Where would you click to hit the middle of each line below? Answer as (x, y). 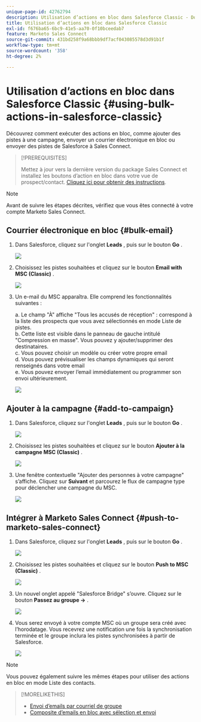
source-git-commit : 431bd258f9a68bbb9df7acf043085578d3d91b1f (85, 40)
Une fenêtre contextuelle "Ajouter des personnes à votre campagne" (99, 475)
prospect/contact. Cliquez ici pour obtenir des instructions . (93, 182)
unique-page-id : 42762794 (38, 12)
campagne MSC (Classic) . (48, 452)
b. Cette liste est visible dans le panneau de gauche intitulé (87, 334)
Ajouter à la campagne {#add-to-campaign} (90, 408)
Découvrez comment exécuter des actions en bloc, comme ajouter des (94, 133)
